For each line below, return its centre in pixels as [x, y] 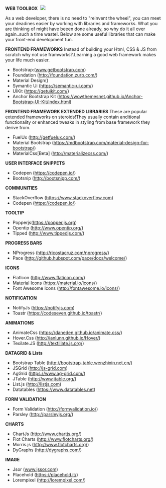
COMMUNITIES [22, 188]
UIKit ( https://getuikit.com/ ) [41, 91]
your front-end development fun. [39, 39]
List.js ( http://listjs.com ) [37, 384]
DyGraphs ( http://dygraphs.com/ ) [47, 450]
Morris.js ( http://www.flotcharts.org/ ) [51, 444]
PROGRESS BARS [24, 243]
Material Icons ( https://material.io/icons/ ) [55, 283]
